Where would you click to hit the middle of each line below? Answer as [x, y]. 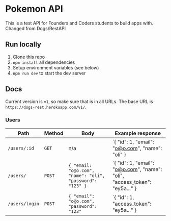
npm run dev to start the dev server [49, 73]
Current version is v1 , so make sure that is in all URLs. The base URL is [79, 101]
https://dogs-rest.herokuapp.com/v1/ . [46, 107]
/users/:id [21, 148]
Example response [138, 133]
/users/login [24, 204]
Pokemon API [34, 9]
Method [54, 133]
